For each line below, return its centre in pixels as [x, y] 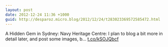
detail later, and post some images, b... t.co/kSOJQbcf [62, 39]
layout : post [19, 10]
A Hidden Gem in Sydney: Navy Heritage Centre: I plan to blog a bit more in [84, 34]
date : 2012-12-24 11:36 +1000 [37, 15]
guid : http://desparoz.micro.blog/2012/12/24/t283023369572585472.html [83, 19]
